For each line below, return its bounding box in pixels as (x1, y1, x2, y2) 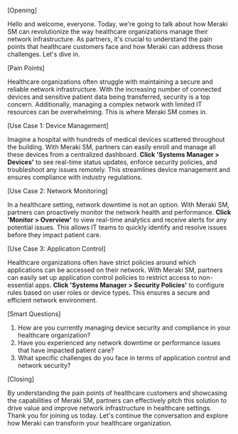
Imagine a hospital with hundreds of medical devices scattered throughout (7, 135, 225, 143)
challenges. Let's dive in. (7, 50, 80, 58)
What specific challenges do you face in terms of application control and (17, 354, 231, 362)
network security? (17, 362, 71, 369)
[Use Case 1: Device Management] (7, 121, 109, 130)
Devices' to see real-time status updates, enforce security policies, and (7, 158, 217, 166)
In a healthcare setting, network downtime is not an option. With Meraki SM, (7, 200, 229, 209)
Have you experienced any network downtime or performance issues (17, 339, 221, 347)
